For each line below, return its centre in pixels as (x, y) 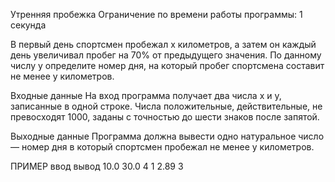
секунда (28, 25)
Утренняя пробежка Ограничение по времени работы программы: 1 (156, 14)
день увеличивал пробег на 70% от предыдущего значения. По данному (166, 55)
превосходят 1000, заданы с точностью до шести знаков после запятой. (165, 117)
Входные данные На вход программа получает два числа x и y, (146, 95)
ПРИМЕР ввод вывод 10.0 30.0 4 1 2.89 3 (97, 166)
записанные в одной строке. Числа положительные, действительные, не (166, 106)
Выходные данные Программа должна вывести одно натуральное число (167, 136)
